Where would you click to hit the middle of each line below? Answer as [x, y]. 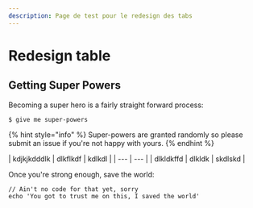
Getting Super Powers [64, 85]
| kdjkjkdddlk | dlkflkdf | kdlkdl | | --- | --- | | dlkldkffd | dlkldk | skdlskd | [127, 159]
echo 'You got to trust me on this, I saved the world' [104, 196]
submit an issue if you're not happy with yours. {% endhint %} [112, 143]
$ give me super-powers [48, 119]
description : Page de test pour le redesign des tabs [101, 16]
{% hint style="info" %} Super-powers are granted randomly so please [126, 135]
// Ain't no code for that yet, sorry [73, 189]
